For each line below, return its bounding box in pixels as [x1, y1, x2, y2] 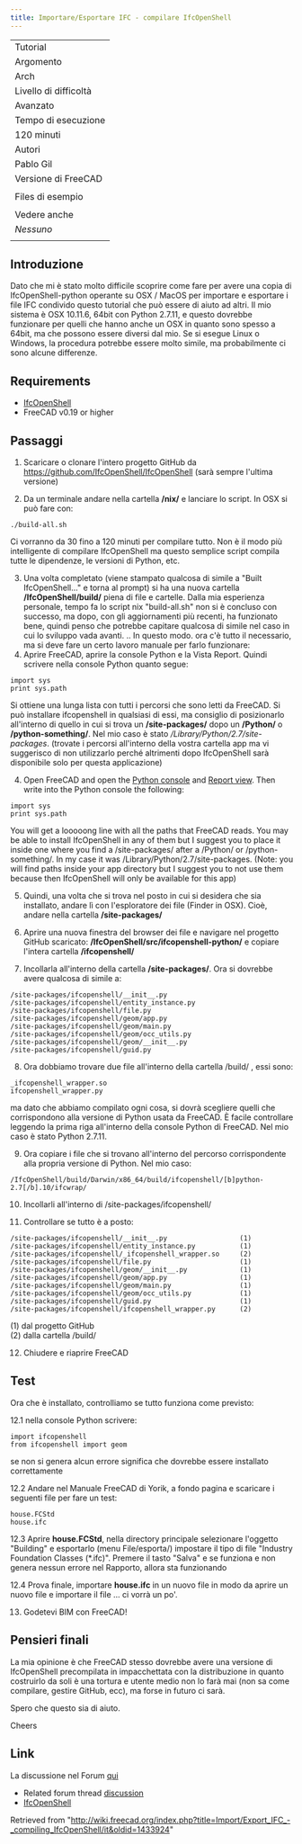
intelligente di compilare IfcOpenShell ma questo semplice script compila [10, 546, 280, 557]
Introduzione [10, 257, 84, 273]
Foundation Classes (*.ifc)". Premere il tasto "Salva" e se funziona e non [10, 1553, 277, 1563]
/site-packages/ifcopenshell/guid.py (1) [10, 1297, 253, 1306]
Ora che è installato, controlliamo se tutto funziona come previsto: [10, 1397, 254, 1408]
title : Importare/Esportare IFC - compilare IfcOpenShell [10, 13, 232, 22]
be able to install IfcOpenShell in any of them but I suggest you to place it [10, 835, 281, 846]
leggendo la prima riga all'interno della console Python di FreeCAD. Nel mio [10, 1122, 289, 1132]
